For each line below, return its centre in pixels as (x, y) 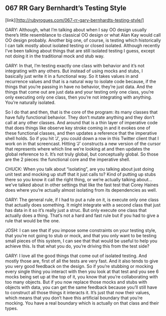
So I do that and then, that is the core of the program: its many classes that (81, 112)
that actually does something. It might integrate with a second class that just (83, 205)
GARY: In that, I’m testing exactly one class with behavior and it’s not (75, 65)
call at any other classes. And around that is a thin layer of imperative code (81, 122)
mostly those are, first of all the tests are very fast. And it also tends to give (82, 261)
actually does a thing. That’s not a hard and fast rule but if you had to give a (82, 215)
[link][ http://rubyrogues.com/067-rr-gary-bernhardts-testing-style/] (75, 20)
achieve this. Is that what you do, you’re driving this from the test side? (77, 246)
